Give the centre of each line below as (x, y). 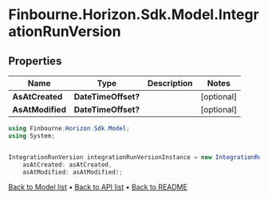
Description (170, 83)
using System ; (32, 136)
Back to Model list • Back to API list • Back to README (98, 187)
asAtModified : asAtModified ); (73, 172)
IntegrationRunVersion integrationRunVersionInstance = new (110, 157)
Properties (35, 61)
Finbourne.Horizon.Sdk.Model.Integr (134, 15)
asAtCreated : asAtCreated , (67, 165)
